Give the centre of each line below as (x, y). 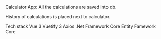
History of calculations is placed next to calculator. (58, 17)
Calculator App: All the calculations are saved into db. (61, 7)
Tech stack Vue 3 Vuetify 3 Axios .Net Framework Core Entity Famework (81, 26)
